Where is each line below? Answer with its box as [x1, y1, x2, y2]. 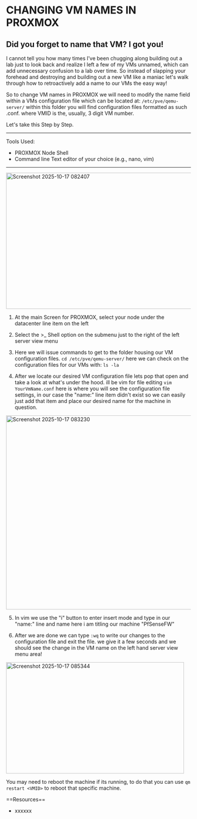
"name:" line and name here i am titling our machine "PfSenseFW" [14, 620, 175, 627]
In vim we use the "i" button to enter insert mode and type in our [14, 615, 171, 621]
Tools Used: [6, 138, 35, 145]
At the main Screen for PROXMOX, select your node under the [14, 314, 165, 320]
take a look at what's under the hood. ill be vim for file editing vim [14, 379, 172, 385]
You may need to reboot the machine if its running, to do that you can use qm [6, 779, 191, 785]
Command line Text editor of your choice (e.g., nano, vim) [14, 156, 154, 162]
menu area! [14, 651, 42, 657]
